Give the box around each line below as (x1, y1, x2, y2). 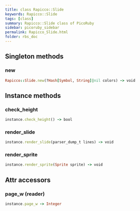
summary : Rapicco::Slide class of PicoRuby (5, 20, 94, 26)
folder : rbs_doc (5, 35, 38, 39)
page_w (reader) (5, 191, 45, 197)
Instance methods (5, 91, 61, 100)
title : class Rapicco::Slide (5, 7, 64, 12)
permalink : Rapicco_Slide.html (5, 30, 68, 35)
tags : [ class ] (5, 16, 34, 21)
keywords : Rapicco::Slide (5, 12, 57, 17)
